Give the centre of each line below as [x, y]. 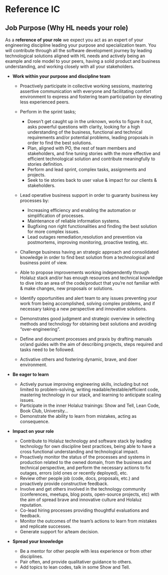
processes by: [34, 200]
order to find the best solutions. [60, 143]
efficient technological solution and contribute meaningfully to [91, 159]
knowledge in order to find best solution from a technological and [87, 257]
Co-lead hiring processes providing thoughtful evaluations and [84, 510]
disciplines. [31, 556]
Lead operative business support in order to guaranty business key [89, 195]
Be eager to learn [30, 374]
